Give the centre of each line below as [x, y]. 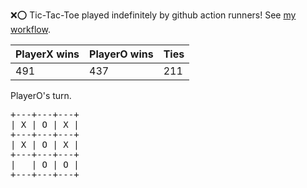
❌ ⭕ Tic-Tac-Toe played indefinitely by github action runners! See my [153, 15]
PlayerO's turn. [41, 95]
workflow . [30, 29]
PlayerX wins [47, 54]
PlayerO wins [121, 54]
